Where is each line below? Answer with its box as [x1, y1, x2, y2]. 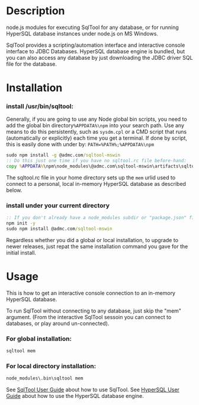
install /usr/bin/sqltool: [6, 102, 74, 111]
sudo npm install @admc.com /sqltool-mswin [6, 226, 113, 232]
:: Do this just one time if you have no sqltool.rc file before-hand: [6, 158, 187, 164]
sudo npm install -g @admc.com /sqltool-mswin [6, 152, 120, 158]
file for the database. [6, 60, 57, 67]
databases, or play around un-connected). [6, 320, 110, 327]
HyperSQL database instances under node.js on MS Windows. [6, 30, 159, 37]
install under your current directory [6, 201, 110, 210]
